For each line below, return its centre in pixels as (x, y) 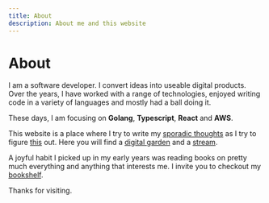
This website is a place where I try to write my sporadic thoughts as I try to (132, 134)
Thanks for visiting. (40, 191)
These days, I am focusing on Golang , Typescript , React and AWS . (121, 118)
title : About (30, 16)
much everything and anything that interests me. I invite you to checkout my (134, 167)
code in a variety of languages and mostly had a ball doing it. (110, 102)
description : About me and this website (78, 23)
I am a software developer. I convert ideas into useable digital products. (127, 85)
